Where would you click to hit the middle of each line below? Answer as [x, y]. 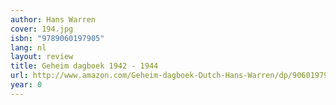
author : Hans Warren [53, 19]
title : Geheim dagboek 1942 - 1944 [84, 66]
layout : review [42, 57]
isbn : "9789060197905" [57, 38]
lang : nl [28, 47]
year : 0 [26, 85]
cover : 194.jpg [42, 29]
